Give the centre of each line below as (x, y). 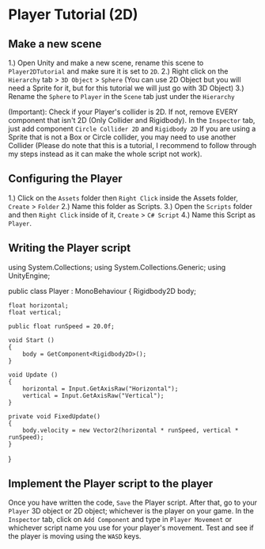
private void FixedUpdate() (55, 416)
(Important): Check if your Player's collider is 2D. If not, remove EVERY (123, 112)
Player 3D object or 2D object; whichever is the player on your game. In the (131, 511)
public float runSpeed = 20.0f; (61, 326)
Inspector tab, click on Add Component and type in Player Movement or (120, 520)
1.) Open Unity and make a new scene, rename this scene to (106, 63)
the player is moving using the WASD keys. (75, 536)
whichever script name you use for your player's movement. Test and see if (131, 528)
